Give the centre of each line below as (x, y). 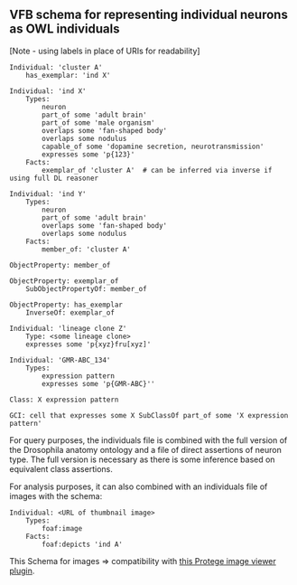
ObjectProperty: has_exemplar (66, 305)
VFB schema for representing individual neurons (149, 15)
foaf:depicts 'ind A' (83, 544)
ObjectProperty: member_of (60, 265)
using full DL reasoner (54, 178)
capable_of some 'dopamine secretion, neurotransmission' (153, 146)
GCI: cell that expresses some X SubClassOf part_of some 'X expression (149, 415)
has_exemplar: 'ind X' (68, 75)
